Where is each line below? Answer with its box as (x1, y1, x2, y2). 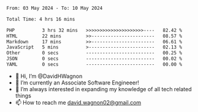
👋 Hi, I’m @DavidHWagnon (15, 72, 83, 80)
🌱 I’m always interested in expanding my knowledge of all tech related (15, 85, 192, 92)
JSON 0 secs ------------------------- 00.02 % (6, 56, 183, 62)
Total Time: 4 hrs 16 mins (6, 16, 75, 22)
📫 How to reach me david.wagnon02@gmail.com (15, 99, 142, 106)
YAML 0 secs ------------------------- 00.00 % (6, 61, 183, 67)
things (15, 92, 32, 99)
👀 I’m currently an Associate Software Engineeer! (15, 79, 140, 86)
